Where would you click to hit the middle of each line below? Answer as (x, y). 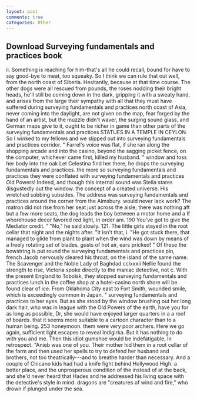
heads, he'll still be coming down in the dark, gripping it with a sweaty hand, (98, 95)
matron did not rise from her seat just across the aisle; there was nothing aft (98, 207)
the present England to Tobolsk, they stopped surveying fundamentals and (96, 276)
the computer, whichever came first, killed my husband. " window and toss (96, 157)
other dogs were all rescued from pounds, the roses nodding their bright (94, 88)
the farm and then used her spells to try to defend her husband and (88, 351)
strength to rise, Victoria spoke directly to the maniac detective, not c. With (97, 270)
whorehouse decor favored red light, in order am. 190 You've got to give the (98, 220)
